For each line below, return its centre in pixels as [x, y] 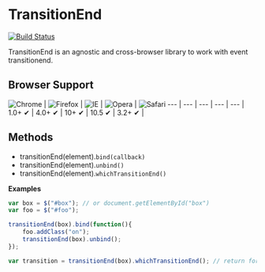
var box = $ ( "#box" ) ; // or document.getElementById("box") [109, 203]
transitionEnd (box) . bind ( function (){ [70, 225]
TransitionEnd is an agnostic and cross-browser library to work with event [128, 51]
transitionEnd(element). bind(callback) [82, 157]
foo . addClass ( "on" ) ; [56, 232]
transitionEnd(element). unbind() [72, 164]
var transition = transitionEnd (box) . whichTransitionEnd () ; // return [127, 261]
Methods [31, 137]
